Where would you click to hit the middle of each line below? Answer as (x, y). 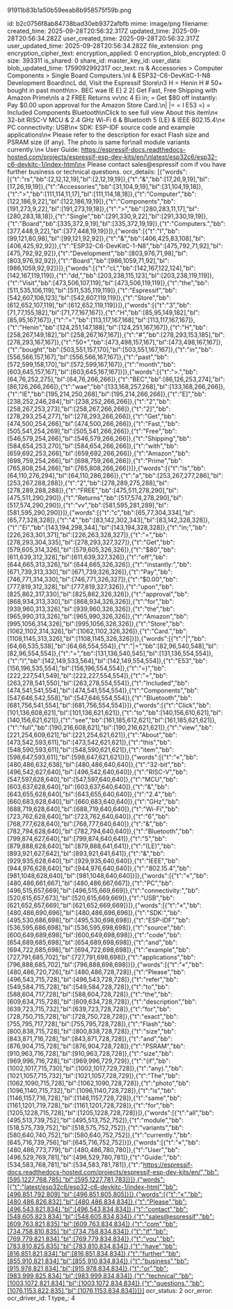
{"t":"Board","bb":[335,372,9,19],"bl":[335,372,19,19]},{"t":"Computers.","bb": (116, 224)
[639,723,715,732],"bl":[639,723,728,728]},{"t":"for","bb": (89, 1009)
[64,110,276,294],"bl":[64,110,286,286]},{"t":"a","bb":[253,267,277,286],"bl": (115, 476)
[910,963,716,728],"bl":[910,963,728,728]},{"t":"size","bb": (90, 1053)
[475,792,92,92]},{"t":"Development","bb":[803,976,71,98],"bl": (97, 253)
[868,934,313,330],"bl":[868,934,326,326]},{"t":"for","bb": (90, 601)
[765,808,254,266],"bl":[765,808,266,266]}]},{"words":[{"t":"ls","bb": (106, 468)
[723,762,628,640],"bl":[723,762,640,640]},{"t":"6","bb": (89, 816)
